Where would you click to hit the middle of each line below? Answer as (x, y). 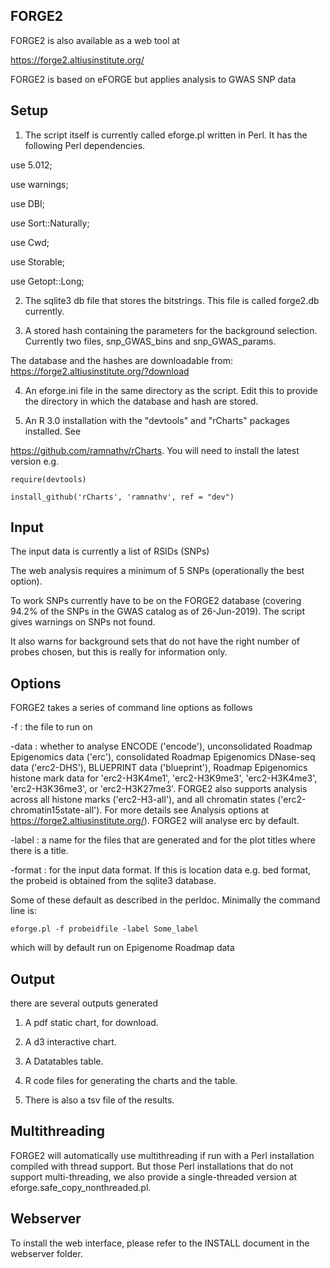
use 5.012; (31, 165)
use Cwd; (30, 242)
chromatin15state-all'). (56, 810)
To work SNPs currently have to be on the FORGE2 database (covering (156, 601)
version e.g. (35, 461)
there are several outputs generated (84, 1003)
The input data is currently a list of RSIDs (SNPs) (110, 551)
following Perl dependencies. (85, 145)
